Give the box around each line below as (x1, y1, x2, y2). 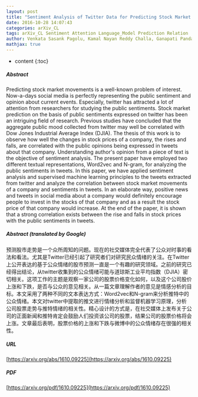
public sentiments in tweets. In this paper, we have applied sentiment (6, 167, 174, 174)
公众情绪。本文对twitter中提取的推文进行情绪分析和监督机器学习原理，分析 (6, 298, 187, 305)
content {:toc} (14, 57, 49, 65)
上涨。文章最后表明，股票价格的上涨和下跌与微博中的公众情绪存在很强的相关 (6, 319, 192, 326)
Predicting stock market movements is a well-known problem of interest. (6, 86, 183, 93)
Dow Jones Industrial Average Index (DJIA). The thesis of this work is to (6, 129, 181, 136)
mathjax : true (6, 42, 41, 48)
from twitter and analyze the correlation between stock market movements (6, 179, 187, 186)
